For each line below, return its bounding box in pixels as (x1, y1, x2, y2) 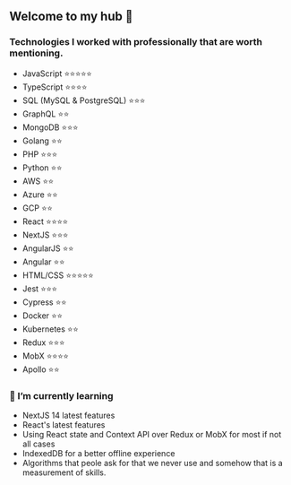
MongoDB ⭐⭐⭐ (21, 122, 79, 133)
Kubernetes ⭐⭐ (21, 324, 79, 334)
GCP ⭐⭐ (21, 203, 54, 213)
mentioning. (9, 47, 64, 59)
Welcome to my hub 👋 (9, 9, 133, 24)
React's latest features (21, 419, 106, 430)
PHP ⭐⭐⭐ (21, 149, 58, 160)
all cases (21, 438, 56, 449)
